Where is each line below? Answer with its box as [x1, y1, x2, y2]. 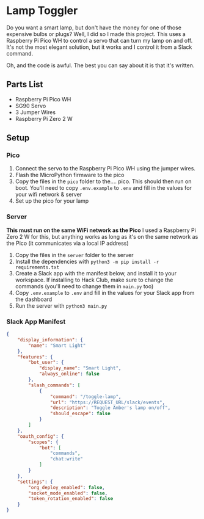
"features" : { [17, 354, 53, 360]
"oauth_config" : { [17, 433, 64, 440]
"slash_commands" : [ [28, 382, 81, 388]
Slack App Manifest [6, 317, 66, 325]
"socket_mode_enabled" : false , [28, 490, 108, 496]
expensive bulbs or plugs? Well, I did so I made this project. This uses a [6, 30, 186, 37]
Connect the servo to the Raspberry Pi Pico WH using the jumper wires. [15, 165, 195, 172]
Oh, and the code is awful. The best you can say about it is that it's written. [6, 62, 195, 69]
